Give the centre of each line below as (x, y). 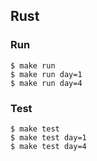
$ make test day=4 (48, 146)
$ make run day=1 (46, 74)
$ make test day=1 (48, 137)
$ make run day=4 (46, 83)
